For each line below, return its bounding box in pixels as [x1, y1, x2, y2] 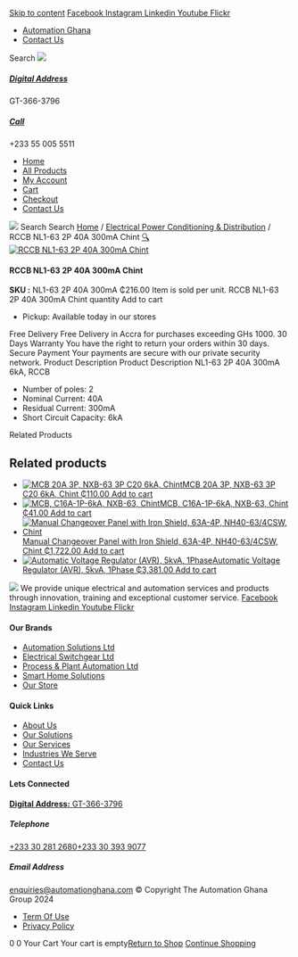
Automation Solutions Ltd [21, 642, 115, 653]
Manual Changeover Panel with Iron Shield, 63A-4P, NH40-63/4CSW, [21, 535, 278, 547]
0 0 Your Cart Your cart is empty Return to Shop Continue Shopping [9, 937, 256, 948]
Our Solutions [21, 730, 73, 740]
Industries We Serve [21, 748, 97, 759]
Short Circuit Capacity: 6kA [21, 412, 123, 423]
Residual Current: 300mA [21, 403, 116, 414]
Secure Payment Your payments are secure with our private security [9, 348, 261, 359]
